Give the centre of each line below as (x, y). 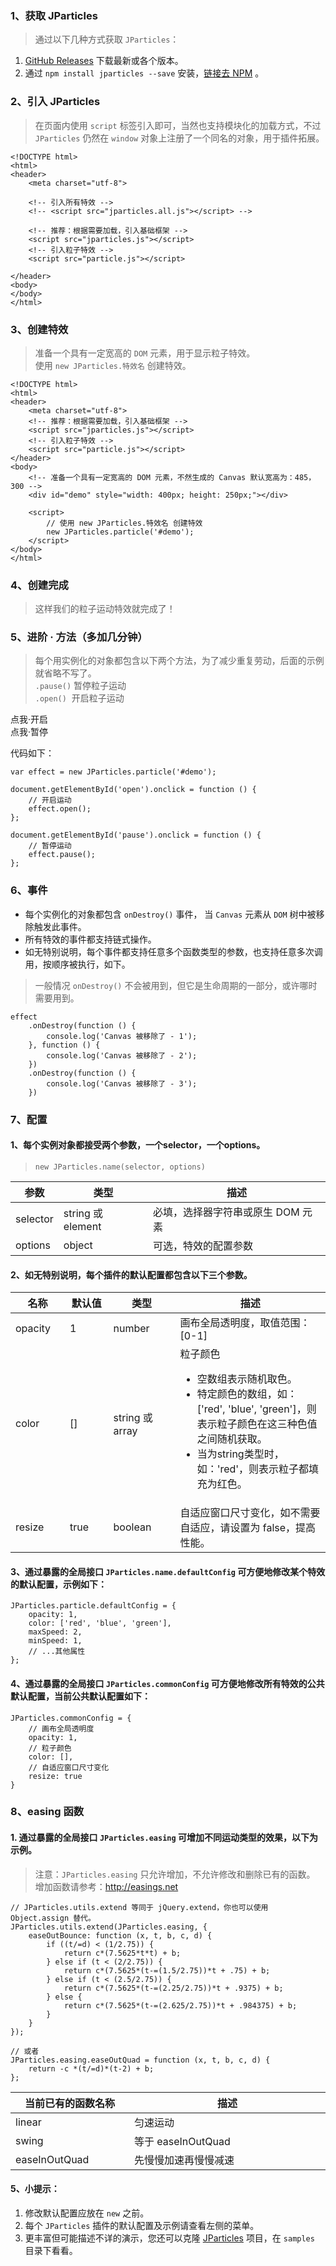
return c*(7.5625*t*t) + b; (122, 1953)
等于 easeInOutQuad (182, 2141)
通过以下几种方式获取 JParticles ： (107, 39)
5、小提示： (35, 2189)
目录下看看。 (51, 2250)
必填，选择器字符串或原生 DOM (226, 1212)
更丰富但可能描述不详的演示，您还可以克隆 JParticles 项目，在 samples (169, 2238)
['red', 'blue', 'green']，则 (256, 1409)
